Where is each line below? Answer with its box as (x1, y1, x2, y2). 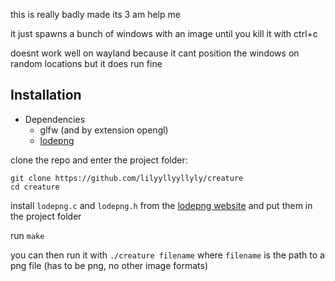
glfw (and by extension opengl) (39, 124, 169, 136)
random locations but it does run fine (10, 58, 163, 69)
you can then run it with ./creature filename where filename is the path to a (10, 249, 325, 261)
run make (10, 229, 45, 241)
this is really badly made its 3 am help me (10, 9, 181, 20)
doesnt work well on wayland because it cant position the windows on (10, 47, 300, 59)
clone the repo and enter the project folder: (10, 154, 188, 166)
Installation (10, 87, 82, 104)
